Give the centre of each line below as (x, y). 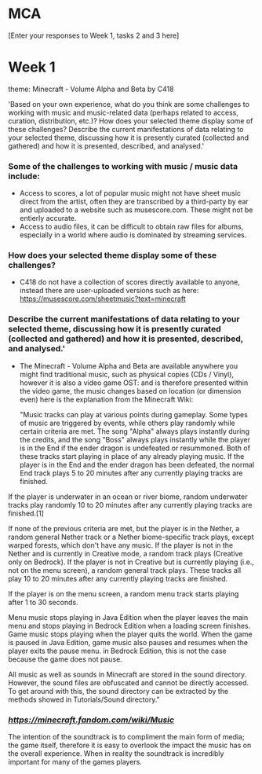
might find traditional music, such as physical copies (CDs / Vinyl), (126, 374)
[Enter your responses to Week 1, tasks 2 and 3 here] (94, 35)
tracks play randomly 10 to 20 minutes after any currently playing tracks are (130, 504)
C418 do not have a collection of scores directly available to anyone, (130, 282)
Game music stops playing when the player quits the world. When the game (130, 634)
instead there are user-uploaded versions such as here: (109, 291)
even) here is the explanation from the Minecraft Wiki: (106, 399)
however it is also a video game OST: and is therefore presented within (134, 383)
